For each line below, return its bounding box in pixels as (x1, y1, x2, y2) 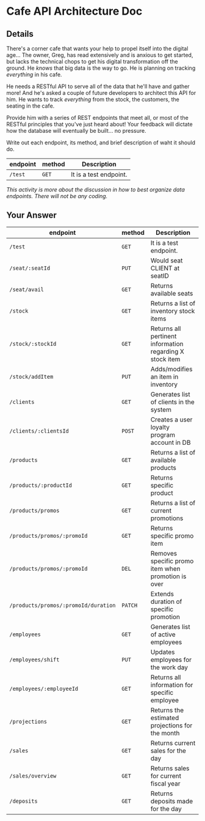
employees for (150, 655, 192, 664)
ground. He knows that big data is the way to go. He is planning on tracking (6, 64, 196, 72)
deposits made (150, 797, 193, 805)
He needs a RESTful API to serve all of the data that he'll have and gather (6, 83, 190, 90)
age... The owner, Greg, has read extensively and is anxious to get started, (6, 51, 193, 59)
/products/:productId (9, 481, 72, 489)
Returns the (150, 705, 184, 714)
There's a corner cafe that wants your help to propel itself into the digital (6, 45, 189, 52)
